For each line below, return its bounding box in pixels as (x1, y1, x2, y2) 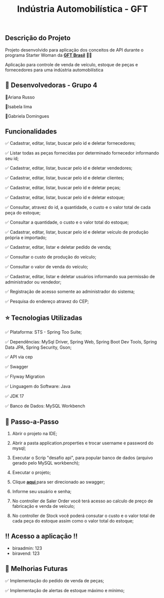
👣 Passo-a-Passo (5, 417, 59, 426)
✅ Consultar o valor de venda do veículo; (5, 264, 88, 270)
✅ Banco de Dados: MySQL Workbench (5, 403, 85, 409)
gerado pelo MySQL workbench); (12, 460, 80, 466)
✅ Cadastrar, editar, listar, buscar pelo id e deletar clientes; (5, 175, 124, 181)
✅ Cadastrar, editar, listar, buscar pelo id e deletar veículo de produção (5, 229, 149, 235)
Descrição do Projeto (5, 34, 71, 42)
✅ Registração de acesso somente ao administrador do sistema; (5, 288, 135, 295)
